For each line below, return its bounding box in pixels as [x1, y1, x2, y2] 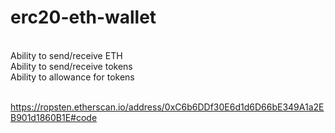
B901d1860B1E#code [10, 111, 98, 123]
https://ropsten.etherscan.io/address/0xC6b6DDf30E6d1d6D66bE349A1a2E [10, 101, 325, 113]
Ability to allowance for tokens [10, 71, 135, 83]
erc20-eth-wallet [10, 6, 157, 29]
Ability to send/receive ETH [10, 49, 123, 61]
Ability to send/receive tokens [10, 60, 133, 72]
